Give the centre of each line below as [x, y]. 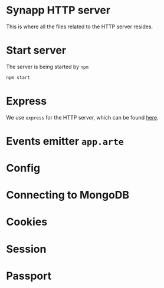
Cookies [27, 222]
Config [23, 168]
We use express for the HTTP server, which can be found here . [82, 117]
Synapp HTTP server [58, 10]
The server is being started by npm [47, 67]
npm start [18, 77]
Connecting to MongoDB [68, 195]
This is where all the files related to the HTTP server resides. [80, 27]
